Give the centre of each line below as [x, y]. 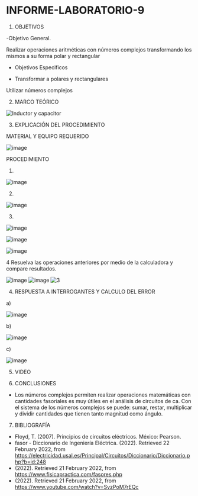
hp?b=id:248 [30, 462]
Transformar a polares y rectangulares [61, 79]
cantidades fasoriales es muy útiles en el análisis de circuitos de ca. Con [103, 401]
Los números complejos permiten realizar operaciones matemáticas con [103, 395]
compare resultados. [31, 268]
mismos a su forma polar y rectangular [53, 56]
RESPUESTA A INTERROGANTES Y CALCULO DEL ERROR [85, 291]
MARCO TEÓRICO [37, 102]
